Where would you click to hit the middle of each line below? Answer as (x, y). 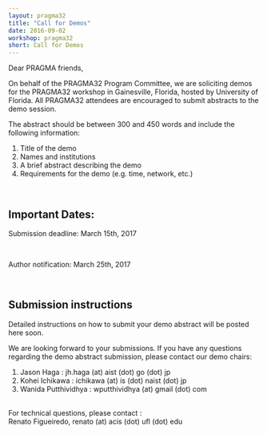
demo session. (32, 109)
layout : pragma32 (37, 16)
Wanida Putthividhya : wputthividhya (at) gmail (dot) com (114, 389)
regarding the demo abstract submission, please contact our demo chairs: (130, 357)
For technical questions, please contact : (75, 412)
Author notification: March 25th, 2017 (70, 264)
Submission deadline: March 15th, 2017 (73, 233)
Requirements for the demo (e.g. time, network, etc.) (106, 174)
